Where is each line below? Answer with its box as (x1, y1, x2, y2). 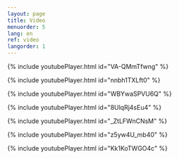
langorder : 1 (7, 43, 46, 50)
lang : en (7, 30, 33, 37)
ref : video (7, 37, 39, 44)
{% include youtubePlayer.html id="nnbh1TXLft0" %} (7, 76, 161, 84)
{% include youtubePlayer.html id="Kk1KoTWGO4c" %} (7, 144, 168, 152)
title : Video (7, 17, 46, 24)
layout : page (7, 10, 46, 18)
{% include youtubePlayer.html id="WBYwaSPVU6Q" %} (7, 89, 173, 98)
